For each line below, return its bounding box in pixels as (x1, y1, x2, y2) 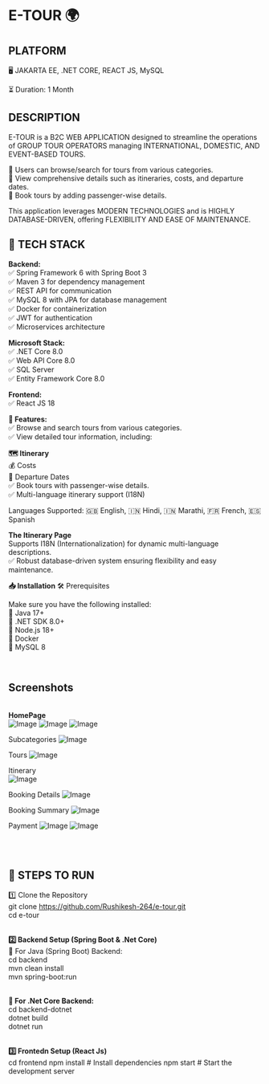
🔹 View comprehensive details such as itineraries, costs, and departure (8, 173, 243, 183)
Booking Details (8, 790, 60, 800)
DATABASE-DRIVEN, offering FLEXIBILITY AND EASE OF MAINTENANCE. (8, 214, 251, 224)
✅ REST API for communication (8, 286, 112, 295)
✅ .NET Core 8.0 (8, 346, 63, 356)
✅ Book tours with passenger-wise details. (8, 480, 150, 490)
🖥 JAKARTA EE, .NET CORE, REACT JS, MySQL (8, 66, 165, 75)
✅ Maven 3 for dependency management (8, 276, 145, 286)
